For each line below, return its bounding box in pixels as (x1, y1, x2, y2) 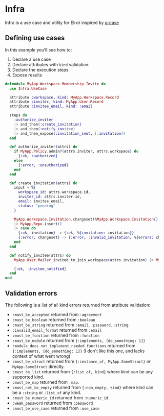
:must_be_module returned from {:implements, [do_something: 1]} (12, 337, 145, 343)
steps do (9, 113, 27, 118)
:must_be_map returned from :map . (12, 379, 79, 385)
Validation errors (5, 289, 58, 297)
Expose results (12, 72, 42, 78)
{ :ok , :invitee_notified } (14, 266, 67, 271)
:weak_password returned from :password (12, 400, 93, 406)
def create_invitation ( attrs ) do (9, 180, 78, 186)
